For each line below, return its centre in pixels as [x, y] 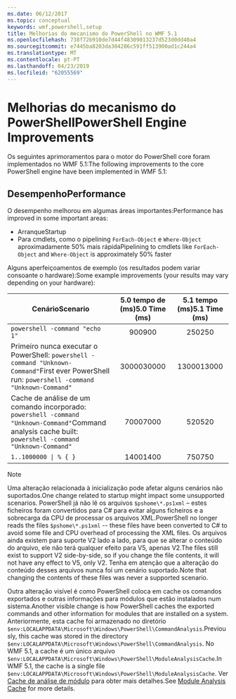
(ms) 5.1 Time [200, 309]
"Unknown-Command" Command [59, 423]
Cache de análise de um [51, 398]
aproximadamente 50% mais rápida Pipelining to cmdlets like [105, 247]
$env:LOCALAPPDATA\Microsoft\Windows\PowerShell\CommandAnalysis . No [111, 643]
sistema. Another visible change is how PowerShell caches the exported [111, 606]
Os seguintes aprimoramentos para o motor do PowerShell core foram [109, 157]
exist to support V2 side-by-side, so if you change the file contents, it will [113, 556]
